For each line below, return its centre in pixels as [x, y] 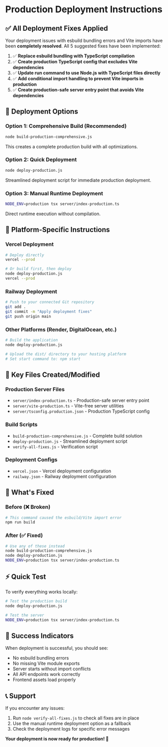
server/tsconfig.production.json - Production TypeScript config [81, 411]
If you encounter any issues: [35, 708]
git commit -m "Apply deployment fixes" [49, 312]
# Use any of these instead [35, 546]
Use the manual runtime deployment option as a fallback [72, 723]
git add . [16, 307]
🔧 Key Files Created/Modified [53, 375]
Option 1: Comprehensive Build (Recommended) [66, 126]
